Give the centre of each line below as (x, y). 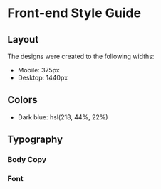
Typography (35, 140)
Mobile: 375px (38, 70)
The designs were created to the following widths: (81, 56)
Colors (22, 100)
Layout (23, 39)
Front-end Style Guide (74, 13)
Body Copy (27, 160)
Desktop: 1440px (43, 77)
